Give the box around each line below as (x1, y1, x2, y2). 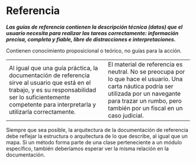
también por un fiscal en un (107, 104, 183, 112)
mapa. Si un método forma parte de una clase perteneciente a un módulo (6, 138, 182, 145)
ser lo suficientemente (9, 93, 70, 101)
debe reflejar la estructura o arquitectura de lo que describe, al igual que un (6, 133, 188, 140)
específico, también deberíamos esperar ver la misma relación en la (6, 145, 169, 152)
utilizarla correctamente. (9, 107, 76, 116)
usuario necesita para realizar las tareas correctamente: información (6, 29, 179, 36)
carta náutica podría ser (107, 82, 174, 90)
